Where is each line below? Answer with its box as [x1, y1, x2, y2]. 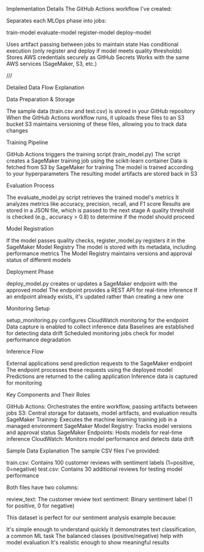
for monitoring [6, 379, 43, 387]
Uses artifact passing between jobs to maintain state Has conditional [6, 41, 178, 48]
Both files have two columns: [6, 484, 79, 491]
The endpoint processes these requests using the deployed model [6, 366, 173, 373]
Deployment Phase [6, 268, 54, 275]
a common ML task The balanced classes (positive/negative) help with [6, 532, 184, 539]
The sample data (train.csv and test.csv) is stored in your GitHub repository [6, 107, 195, 115]
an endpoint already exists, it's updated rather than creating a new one [6, 293, 184, 300]
